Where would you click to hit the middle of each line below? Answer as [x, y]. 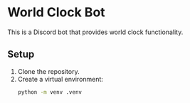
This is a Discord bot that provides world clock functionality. [95, 32]
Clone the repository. [48, 71]
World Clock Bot [56, 12]
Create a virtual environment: [60, 79]
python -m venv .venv [49, 92]
